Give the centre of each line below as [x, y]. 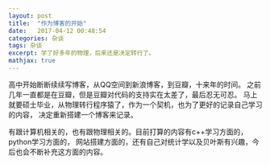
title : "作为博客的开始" [48, 23]
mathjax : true [32, 61]
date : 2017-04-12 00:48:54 [57, 31]
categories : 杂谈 [36, 38]
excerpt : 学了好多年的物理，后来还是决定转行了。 [82, 53]
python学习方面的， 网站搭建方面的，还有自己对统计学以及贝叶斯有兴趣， [130, 141]
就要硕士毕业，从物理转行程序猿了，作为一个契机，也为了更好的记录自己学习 [135, 105]
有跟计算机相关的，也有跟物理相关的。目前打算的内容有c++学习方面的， [128, 131]
